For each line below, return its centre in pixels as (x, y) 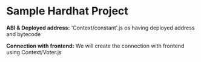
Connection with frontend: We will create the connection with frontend (95, 46)
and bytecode (24, 34)
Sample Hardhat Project (67, 11)
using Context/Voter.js (34, 52)
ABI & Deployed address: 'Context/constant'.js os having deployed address (100, 28)
